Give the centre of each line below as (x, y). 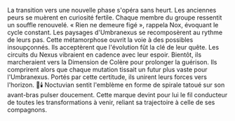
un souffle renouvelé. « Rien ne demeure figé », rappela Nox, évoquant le (113, 25)
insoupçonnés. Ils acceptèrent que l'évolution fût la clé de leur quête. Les (113, 47)
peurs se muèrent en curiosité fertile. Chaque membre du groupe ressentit (115, 17)
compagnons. (27, 110)
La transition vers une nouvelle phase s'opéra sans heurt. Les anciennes (112, 10)
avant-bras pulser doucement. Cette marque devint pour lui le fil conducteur (117, 95)
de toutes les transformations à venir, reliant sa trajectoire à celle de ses (111, 102)
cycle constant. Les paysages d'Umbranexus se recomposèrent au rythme (115, 32)
